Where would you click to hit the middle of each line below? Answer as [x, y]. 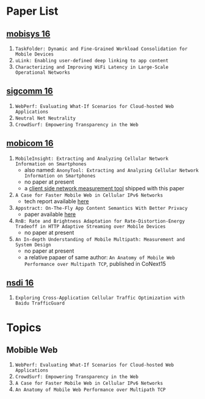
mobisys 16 [28, 34]
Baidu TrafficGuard [40, 303]
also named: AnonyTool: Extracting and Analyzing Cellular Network [111, 170]
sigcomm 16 [30, 91]
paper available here [50, 214]
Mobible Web [32, 350]
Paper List [32, 11]
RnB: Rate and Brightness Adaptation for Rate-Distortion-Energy [100, 221]
